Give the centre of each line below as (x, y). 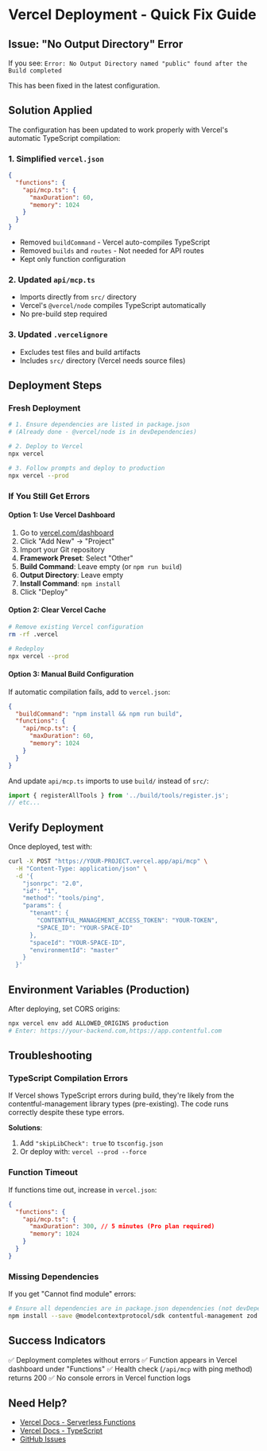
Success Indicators (57, 1341)
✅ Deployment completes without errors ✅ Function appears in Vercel (123, 1359)
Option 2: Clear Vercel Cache (57, 610)
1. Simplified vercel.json (56, 158)
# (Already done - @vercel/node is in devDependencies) (103, 432)
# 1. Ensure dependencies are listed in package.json (99, 425)
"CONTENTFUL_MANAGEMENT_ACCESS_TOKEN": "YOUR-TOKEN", (128, 921)
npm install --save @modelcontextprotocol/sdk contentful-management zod (133, 1316)
